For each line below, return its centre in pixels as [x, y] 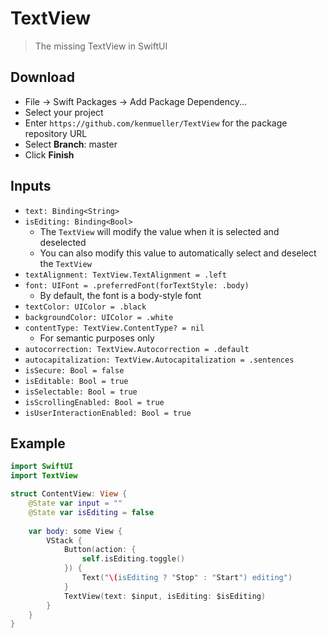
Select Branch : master [71, 144]
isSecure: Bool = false [74, 370]
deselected [63, 242]
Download [42, 77]
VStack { [64, 540]
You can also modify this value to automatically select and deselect [178, 253]
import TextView [44, 476]
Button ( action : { [100, 550]
